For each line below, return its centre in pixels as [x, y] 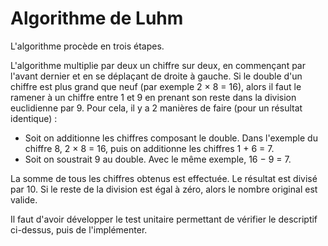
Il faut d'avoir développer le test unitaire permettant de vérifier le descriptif [164, 219]
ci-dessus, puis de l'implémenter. [79, 229]
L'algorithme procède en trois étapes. [87, 46]
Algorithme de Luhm [97, 18]
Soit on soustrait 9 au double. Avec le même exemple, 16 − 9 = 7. [158, 159]
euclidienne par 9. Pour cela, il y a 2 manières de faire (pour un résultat [156, 108]
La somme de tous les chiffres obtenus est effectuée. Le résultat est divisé [164, 178]
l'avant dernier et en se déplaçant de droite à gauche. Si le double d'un [156, 76]
